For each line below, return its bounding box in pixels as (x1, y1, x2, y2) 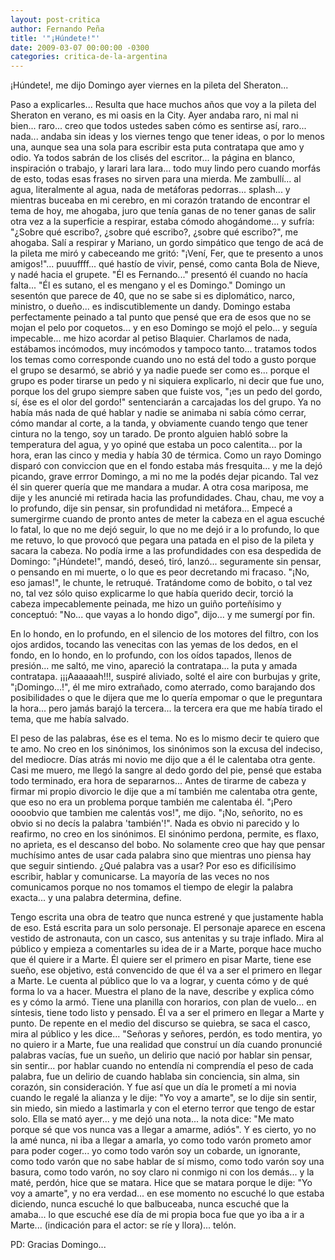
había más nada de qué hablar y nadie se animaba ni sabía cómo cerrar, (10, 407, 307, 419)
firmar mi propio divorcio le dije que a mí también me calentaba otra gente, (10, 786, 318, 798)
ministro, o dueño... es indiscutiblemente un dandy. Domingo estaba (10, 301, 291, 313)
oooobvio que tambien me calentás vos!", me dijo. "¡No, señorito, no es (10, 807, 303, 819)
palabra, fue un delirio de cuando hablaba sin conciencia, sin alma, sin (10, 1071, 300, 1083)
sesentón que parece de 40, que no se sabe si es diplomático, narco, (10, 290, 295, 302)
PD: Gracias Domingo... (10, 1239, 107, 1251)
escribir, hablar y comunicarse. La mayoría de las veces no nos (10, 871, 270, 883)
